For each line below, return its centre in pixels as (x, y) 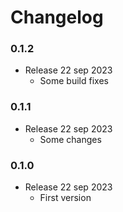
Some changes (70, 139)
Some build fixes (74, 81)
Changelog (57, 17)
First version (65, 198)
